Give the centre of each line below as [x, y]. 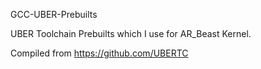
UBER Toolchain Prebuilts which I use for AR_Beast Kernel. [131, 33]
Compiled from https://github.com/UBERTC [99, 53]
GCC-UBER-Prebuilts [54, 14]
